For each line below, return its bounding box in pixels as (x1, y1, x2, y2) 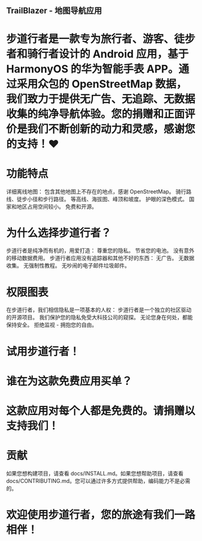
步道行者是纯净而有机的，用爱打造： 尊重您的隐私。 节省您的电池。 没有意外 (6, 247, 195, 254)
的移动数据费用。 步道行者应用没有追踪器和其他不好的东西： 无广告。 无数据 (6, 255, 195, 262)
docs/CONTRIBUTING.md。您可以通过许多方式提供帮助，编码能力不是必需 (6, 477, 191, 485)
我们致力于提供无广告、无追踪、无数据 (6, 92, 196, 106)
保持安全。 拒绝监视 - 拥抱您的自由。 (6, 321, 98, 328)
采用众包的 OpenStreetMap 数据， (17, 77, 187, 91)
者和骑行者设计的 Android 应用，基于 (6, 47, 189, 61)
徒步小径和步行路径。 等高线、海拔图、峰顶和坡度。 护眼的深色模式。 (16, 195, 188, 202)
